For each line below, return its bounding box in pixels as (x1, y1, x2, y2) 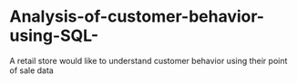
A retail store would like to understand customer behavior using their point (9, 55, 288, 66)
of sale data (9, 65, 55, 76)
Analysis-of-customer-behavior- (9, 6, 265, 27)
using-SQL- (9, 25, 99, 46)
